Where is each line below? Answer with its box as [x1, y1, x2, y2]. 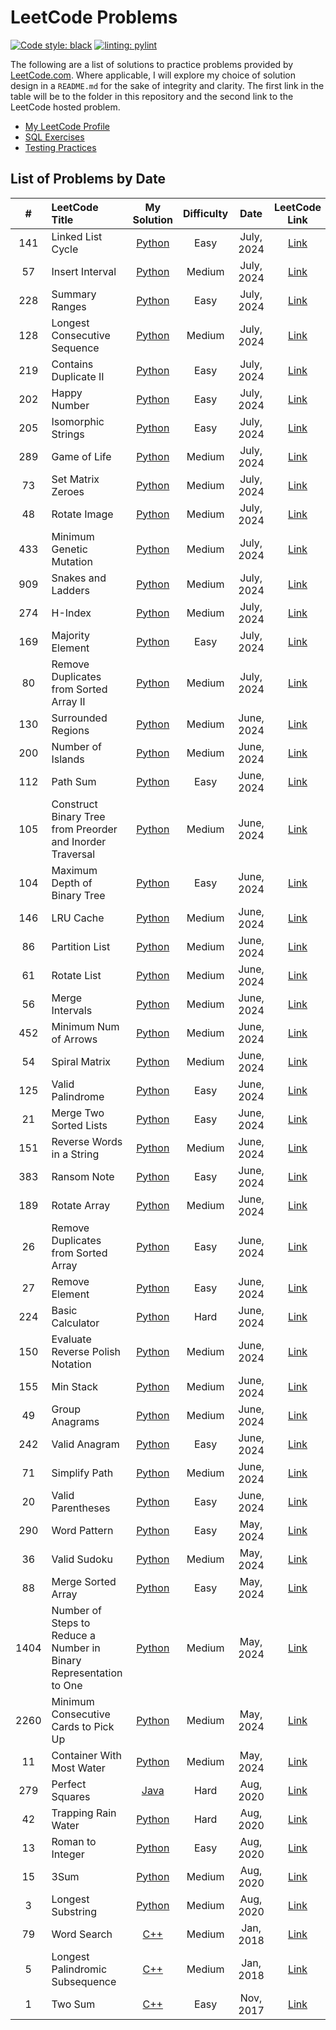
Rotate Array [51, 1198, 111, 1212]
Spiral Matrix [51, 1054, 112, 1068]
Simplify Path [51, 1466, 114, 1480]
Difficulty [183, 206, 229, 220]
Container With [51, 1748, 122, 1762]
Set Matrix [51, 472, 100, 486]
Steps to [51, 1616, 91, 1630]
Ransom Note [51, 1169, 115, 1183]
